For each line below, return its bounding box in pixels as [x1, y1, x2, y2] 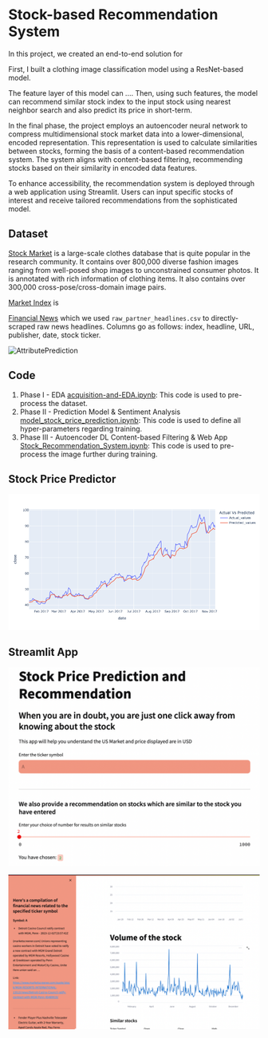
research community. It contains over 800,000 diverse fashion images [8, 257, 239, 266]
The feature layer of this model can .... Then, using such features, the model [8, 88, 258, 97]
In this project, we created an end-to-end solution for [8, 49, 183, 58]
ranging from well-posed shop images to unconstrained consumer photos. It [8, 265, 259, 274]
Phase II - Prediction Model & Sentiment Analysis [19, 407, 181, 416]
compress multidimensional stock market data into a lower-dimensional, [8, 129, 245, 139]
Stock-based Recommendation [8, 6, 219, 24]
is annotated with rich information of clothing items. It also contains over [8, 274, 246, 283]
